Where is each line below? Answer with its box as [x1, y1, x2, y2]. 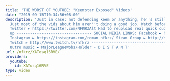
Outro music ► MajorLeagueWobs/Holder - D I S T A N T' [10, 45, 130, 50]
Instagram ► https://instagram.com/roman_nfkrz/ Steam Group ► [10, 36, 146, 41]
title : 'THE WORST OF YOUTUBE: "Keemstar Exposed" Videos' [5, 7, 133, 13]
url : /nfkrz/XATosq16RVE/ [5, 49, 60, 54]
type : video [5, 68, 30, 73]
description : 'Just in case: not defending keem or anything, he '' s [5, 17, 153, 22]
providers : [5, 54, 28, 59]
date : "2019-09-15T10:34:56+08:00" [5, 12, 80, 17]
